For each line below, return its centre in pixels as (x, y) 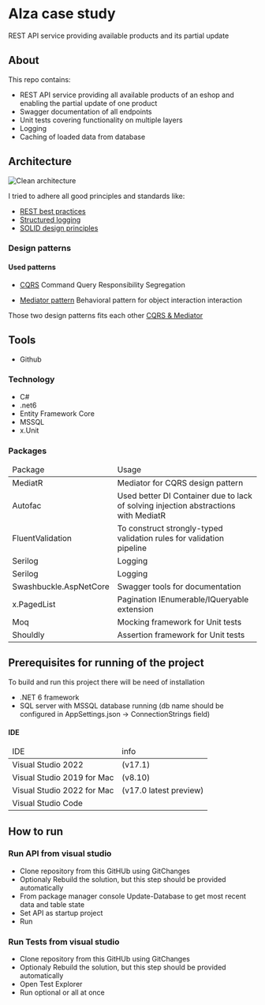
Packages (28, 451)
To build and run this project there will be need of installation (106, 682)
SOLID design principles (59, 228)
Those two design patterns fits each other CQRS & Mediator (106, 315)
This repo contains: (39, 79)
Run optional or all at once (62, 992)
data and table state (52, 904)
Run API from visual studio (60, 853)
